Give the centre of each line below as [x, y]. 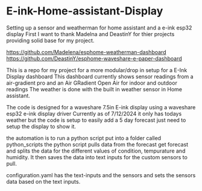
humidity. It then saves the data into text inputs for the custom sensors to [97, 157]
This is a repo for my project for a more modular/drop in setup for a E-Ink [97, 70]
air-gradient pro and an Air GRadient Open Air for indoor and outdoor [92, 83]
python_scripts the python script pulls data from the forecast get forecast [97, 144]
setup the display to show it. [41, 126]
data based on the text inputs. [43, 181]
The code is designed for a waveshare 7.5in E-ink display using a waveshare [101, 107]
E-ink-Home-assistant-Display [85, 11]
